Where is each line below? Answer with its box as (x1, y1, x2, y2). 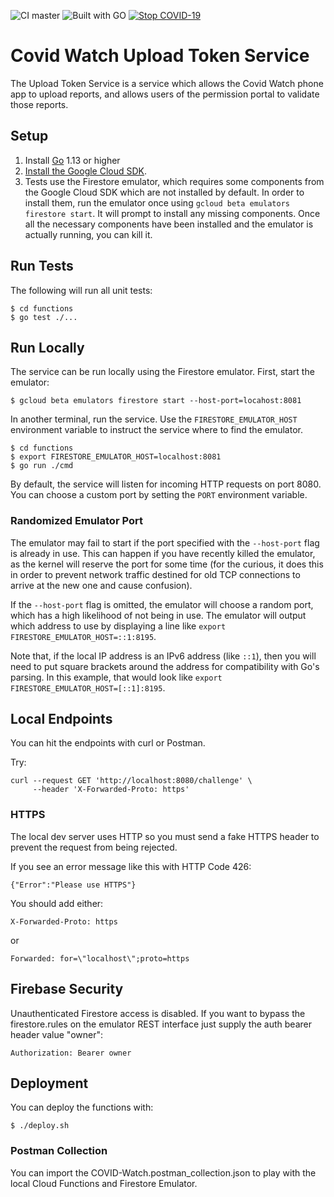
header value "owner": (10, 1028, 103, 1040)
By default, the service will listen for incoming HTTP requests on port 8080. (10, 478, 322, 490)
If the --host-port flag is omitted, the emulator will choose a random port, (10, 598, 314, 610)
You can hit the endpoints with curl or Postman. (10, 737, 206, 749)
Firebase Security (10, 981, 124, 998)
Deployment (10, 1075, 89, 1092)
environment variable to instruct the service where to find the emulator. (10, 424, 303, 436)
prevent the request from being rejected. (10, 841, 178, 853)
